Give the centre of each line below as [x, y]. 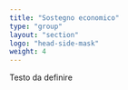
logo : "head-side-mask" [54, 43]
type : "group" [36, 26]
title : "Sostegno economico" [64, 18]
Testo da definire [41, 77]
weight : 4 [28, 52]
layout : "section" [44, 35]
